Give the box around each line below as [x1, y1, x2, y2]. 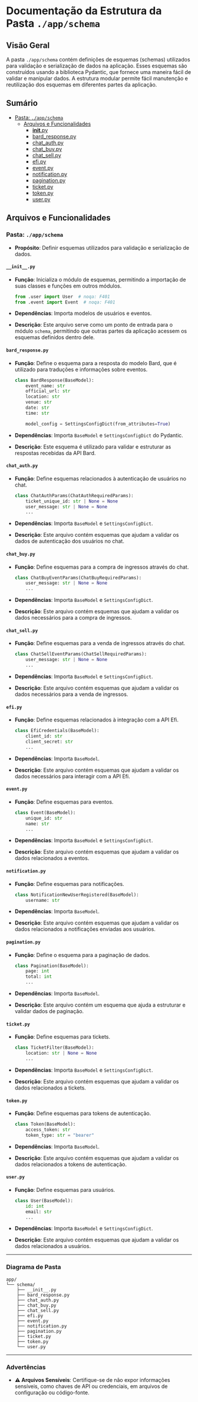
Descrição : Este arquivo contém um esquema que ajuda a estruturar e [14, 1001, 186, 1008]
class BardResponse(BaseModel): [14, 377, 94, 383]
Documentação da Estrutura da [6, 4, 162, 18]
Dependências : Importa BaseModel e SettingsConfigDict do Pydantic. [14, 431, 184, 439]
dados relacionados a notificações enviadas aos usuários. [14, 926, 156, 933]
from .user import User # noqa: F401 [14, 294, 110, 299]
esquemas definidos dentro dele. [14, 334, 95, 341]
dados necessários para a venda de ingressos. [14, 691, 128, 698]
